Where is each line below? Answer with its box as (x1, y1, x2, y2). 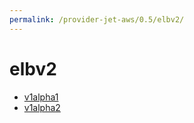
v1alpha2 (23, 101, 61, 113)
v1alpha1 (23, 91, 59, 103)
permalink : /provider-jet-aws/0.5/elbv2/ (9, 14, 185, 25)
